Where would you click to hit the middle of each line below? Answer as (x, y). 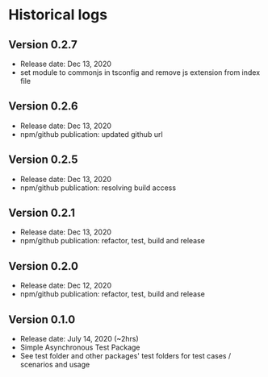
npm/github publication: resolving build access (98, 188)
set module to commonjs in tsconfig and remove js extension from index (140, 72)
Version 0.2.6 (43, 106)
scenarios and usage (55, 365)
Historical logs (58, 15)
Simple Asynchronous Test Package (80, 347)
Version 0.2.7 (43, 45)
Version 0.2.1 (42, 213)
